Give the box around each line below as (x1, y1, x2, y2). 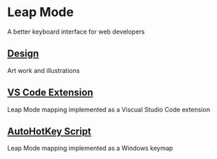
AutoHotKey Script (7, 125, 91, 137)
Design (7, 48, 39, 60)
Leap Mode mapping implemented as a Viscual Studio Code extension (7, 105, 211, 113)
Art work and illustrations (7, 66, 80, 74)
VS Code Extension (7, 87, 93, 99)
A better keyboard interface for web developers (7, 27, 145, 36)
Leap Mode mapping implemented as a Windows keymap (7, 144, 173, 153)
